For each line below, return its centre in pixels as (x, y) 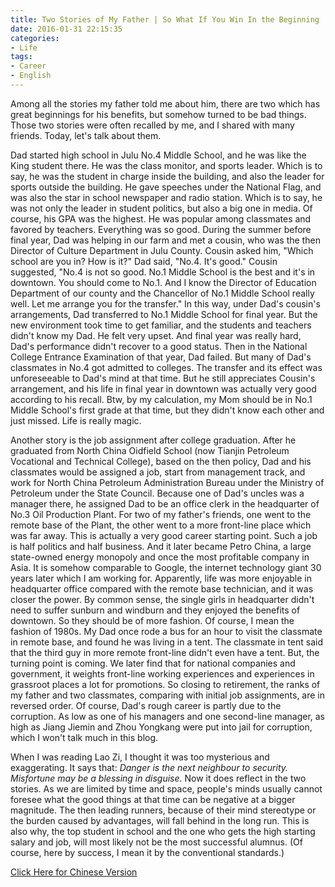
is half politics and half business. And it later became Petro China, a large (161, 546)
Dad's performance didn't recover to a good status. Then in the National (159, 346)
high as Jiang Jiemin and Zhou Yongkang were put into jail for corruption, (161, 727)
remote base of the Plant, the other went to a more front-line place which (161, 525)
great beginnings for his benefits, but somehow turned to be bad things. (158, 114)
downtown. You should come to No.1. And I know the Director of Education (163, 282)
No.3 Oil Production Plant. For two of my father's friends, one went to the (161, 514)
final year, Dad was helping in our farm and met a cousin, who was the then (165, 240)
